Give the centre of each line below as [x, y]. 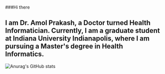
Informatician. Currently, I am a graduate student [83, 31]
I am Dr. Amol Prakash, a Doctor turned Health [78, 23]
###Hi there [17, 7]
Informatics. [25, 54]
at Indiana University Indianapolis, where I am [77, 39]
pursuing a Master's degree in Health [64, 46]
